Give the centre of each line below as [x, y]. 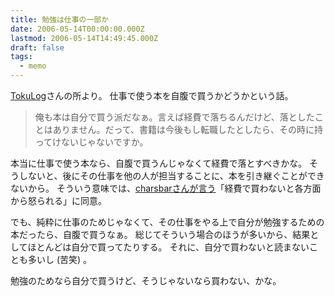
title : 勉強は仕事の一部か [60, 19]
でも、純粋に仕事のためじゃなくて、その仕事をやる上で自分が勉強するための [167, 222]
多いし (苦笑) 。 [60, 259]
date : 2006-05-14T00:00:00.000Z [77, 29]
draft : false [37, 47]
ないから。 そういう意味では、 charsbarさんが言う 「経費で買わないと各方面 [166, 188]
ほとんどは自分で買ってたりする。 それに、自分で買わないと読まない [168, 247]
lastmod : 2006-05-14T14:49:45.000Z [84, 38]
